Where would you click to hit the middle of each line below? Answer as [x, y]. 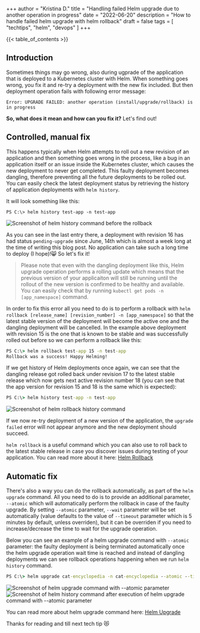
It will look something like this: [43, 201]
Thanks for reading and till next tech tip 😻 [58, 623]
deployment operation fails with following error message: [76, 91]
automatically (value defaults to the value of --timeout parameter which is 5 [99, 516]
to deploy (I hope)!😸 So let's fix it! [48, 253]
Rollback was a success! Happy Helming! [57, 356]
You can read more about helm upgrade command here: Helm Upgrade [93, 612]
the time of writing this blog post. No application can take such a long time [97, 247]
